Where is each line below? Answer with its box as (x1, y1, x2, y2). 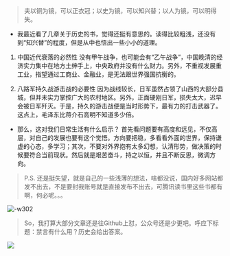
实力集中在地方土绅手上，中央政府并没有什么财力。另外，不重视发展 (23, 62, 216, 69)
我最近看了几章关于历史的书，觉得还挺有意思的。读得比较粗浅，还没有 (16, 30, 216, 38)
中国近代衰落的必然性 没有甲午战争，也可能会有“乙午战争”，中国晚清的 (16, 53, 218, 61)
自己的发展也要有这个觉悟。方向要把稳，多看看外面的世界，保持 (35, 134, 216, 141)
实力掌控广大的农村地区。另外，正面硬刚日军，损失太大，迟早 (47, 93, 222, 102)
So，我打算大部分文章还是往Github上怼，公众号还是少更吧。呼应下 (23, 219, 213, 227)
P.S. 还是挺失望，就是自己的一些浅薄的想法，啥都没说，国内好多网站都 (23, 174, 224, 182)
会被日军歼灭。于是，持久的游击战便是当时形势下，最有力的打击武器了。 (16, 102, 222, 110)
